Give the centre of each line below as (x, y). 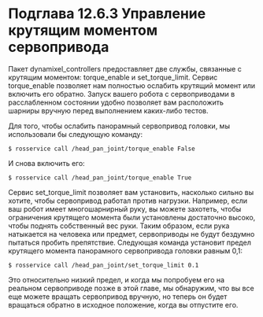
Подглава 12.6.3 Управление (107, 14)
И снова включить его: (46, 163)
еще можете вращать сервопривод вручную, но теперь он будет (118, 297)
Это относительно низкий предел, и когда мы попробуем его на (117, 279)
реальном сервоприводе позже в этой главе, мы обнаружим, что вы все (131, 288)
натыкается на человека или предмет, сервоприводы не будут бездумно (131, 234)
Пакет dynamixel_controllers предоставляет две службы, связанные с (125, 68)
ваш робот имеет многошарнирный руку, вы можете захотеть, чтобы (125, 208)
